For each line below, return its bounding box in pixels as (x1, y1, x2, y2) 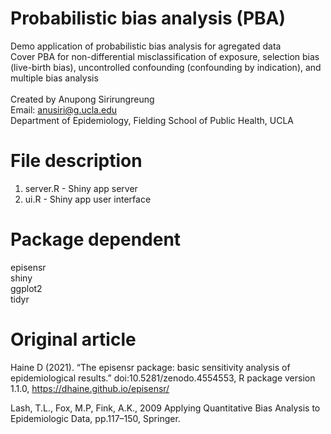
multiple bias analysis (10, 72, 99, 84)
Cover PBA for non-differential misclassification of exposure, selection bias (10, 50, 320, 62)
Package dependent (10, 228, 182, 251)
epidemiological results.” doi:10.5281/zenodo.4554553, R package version (10, 372, 316, 384)
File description (10, 150, 143, 172)
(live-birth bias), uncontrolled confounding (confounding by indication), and (10, 61, 322, 73)
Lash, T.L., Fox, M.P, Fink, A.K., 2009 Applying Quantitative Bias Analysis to (10, 402, 321, 414)
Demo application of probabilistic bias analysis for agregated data (10, 40, 282, 52)
